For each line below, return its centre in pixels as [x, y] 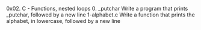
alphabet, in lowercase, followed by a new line [63, 21]
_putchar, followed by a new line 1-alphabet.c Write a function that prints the [101, 15]
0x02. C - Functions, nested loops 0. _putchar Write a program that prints [97, 9]
